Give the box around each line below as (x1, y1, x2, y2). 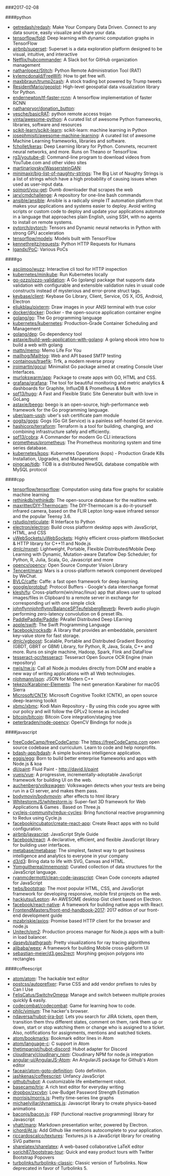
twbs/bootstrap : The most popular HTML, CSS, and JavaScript (12, 885, 144, 891)
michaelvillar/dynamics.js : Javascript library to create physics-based (12, 1100, 157, 1106)
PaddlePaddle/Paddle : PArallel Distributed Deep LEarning (12, 617, 132, 622)
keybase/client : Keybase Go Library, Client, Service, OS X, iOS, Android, (12, 293, 163, 299)
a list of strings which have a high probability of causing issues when (12, 176, 157, 182)
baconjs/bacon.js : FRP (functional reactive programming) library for (12, 1111, 154, 1117)
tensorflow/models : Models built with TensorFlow (12, 236, 116, 241)
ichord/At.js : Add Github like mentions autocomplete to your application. (12, 1127, 163, 1133)
